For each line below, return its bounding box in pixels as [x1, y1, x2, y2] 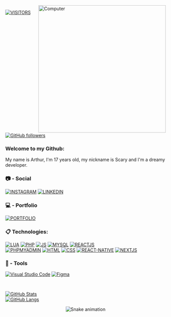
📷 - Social [5, 175, 32, 182]
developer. [5, 162, 28, 168]
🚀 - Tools [5, 260, 28, 267]
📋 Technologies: [5, 228, 48, 235]
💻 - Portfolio [5, 201, 38, 208]
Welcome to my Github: [5, 145, 65, 152]
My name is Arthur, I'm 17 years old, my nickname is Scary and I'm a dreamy [5, 156, 165, 163]
